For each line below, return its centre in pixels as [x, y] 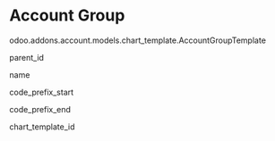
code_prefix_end [40, 109]
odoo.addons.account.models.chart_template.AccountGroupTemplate [138, 40]
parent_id [27, 57]
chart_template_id [42, 127]
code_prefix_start [42, 92]
